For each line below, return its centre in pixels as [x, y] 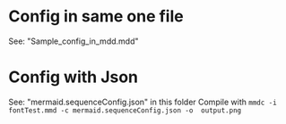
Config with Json [74, 77]
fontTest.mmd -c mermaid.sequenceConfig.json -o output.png [125, 110]
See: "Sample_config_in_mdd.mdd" [74, 41]
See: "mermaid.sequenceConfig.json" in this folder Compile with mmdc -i [143, 102]
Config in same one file [96, 17]
